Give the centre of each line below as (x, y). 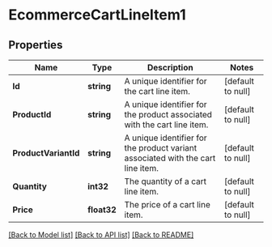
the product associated (168, 115)
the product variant (161, 148)
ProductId (32, 115)
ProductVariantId (46, 153)
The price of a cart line (167, 204)
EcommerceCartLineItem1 (97, 15)
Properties (36, 45)
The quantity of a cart (165, 181)
